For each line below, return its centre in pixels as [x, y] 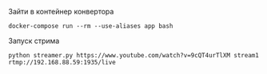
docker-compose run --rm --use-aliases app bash [91, 26]
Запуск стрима [34, 41]
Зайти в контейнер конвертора [61, 12]
